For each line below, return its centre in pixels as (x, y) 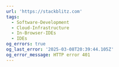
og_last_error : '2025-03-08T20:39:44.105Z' (60, 50)
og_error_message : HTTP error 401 (48, 55)
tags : (13, 17)
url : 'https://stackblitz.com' (44, 11)
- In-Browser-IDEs (34, 33)
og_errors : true (26, 44)
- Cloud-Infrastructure (40, 28)
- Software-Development (40, 22)
